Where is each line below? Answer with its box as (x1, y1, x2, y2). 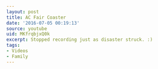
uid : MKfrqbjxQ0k (6, 31, 50, 37)
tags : (6, 43, 20, 49)
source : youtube (6, 25, 47, 32)
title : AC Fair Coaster (6, 14, 67, 20)
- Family (6, 53, 28, 59)
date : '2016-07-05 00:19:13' (6, 20, 80, 26)
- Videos (6, 48, 28, 54)
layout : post (6, 8, 39, 15)
